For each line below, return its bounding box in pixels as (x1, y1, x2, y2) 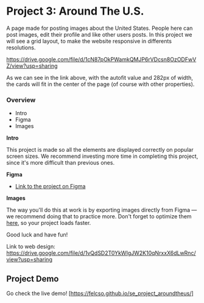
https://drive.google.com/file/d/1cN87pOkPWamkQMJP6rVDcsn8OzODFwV (6, 55, 197, 63)
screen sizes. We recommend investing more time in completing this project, (6, 152, 199, 160)
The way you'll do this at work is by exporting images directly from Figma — (6, 206, 197, 214)
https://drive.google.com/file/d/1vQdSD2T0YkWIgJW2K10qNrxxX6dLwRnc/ (6, 249, 196, 257)
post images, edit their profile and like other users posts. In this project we (6, 30, 192, 38)
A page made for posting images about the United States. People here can (6, 24, 193, 32)
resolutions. (6, 44, 36, 51)
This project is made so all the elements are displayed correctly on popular (6, 146, 194, 154)
